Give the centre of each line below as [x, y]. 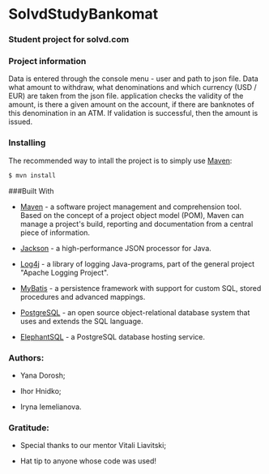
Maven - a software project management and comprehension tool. [131, 207]
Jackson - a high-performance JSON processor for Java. [116, 248]
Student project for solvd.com [69, 40]
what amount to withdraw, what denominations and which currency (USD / [132, 88]
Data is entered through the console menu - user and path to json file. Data [134, 79]
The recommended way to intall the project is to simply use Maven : [120, 160]
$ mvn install [32, 175]
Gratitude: [29, 428]
